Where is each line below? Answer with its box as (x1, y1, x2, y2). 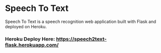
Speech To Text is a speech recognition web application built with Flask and (5, 19, 156, 24)
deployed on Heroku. (5, 23, 47, 29)
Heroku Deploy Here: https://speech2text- (5, 35, 107, 42)
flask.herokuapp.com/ (5, 42, 59, 48)
